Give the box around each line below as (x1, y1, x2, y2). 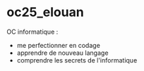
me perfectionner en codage (16, 41, 100, 49)
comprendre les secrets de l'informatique (16, 56, 138, 64)
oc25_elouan (6, 4, 84, 20)
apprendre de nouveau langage (16, 49, 109, 57)
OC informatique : (6, 27, 59, 36)
